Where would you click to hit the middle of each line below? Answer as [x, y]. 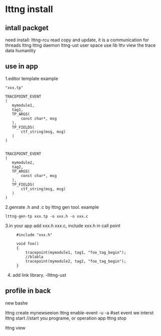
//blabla [34, 257]
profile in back [28, 291]
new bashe [16, 303]
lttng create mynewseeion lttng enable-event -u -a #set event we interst [79, 312]
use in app [22, 66]
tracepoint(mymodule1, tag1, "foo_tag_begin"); [76, 253]
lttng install [29, 9]
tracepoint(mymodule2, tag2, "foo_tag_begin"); [76, 261]
